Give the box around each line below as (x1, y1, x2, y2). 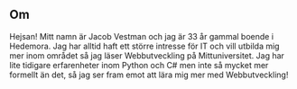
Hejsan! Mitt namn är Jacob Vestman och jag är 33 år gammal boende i (9, 31, 274, 41)
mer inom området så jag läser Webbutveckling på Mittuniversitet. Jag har (9, 49, 284, 61)
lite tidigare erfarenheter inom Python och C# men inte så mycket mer (9, 59, 269, 70)
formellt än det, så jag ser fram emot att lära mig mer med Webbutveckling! (9, 69, 289, 80)
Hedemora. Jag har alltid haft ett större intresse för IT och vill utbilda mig (9, 40, 280, 51)
